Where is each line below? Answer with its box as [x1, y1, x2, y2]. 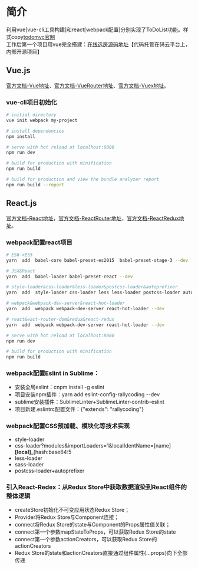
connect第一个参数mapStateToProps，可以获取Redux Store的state [14, 528, 176, 535]
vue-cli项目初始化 [6, 98, 57, 106]
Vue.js [6, 65, 31, 75]
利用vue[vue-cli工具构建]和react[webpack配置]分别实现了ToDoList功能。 [6, 26, 184, 33]
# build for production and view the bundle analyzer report [6, 176, 160, 183]
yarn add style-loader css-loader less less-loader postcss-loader [6, 290, 181, 295]
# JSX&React [6, 268, 35, 274]
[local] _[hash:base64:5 [14, 448, 72, 455]
